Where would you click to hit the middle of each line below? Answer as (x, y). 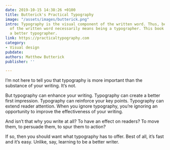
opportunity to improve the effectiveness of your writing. (64, 112)
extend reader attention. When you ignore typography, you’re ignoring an (81, 106)
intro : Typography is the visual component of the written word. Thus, (82, 24)
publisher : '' (20, 62)
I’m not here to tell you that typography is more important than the (74, 80)
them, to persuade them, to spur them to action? (56, 127)
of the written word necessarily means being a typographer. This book (87, 29)
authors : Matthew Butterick (35, 57)
